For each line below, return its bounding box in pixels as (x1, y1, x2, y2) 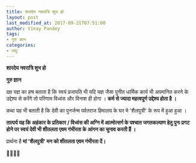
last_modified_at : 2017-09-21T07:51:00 (6, 20, 106, 26)
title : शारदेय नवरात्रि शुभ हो (6, 8, 64, 15)
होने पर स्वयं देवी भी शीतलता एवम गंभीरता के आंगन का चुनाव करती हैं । (6, 125, 136, 132)
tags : (6, 31, 20, 37)
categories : (6, 43, 36, 49)
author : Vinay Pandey (6, 25, 61, 32)
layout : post (6, 14, 39, 20)
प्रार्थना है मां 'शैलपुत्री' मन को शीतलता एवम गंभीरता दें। (6, 137, 106, 144)
